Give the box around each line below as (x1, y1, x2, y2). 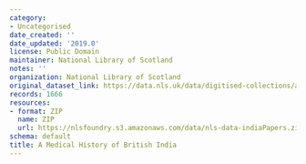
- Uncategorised (9, 22, 71, 31)
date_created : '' (9, 30, 76, 39)
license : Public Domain (9, 47, 100, 56)
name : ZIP (17, 115, 55, 124)
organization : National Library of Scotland (9, 73, 181, 82)
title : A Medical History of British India (9, 140, 178, 149)
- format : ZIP (9, 107, 64, 116)
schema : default (9, 132, 71, 141)
